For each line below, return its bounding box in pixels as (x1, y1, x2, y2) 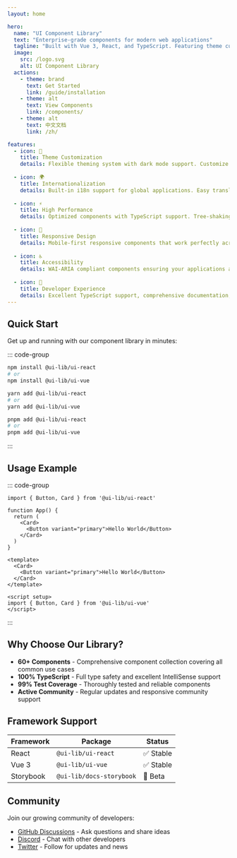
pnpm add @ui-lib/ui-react (7, 416, 87, 423)
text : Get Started (25, 82, 80, 89)
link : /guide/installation (25, 89, 106, 96)
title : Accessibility (20, 259, 83, 266)
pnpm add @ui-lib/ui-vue (7, 429, 80, 436)
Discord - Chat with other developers (17, 835, 126, 844)
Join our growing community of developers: (7, 814, 135, 823)
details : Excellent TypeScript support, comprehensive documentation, (20, 292, 232, 299)
